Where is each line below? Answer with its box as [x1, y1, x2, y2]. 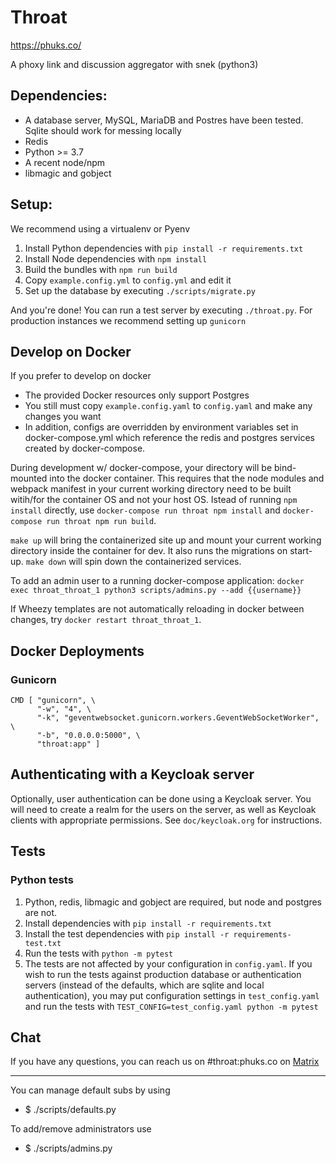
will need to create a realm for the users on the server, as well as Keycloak [10, 803, 317, 815]
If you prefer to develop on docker [10, 370, 152, 382]
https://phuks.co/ [10, 39, 82, 51]
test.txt [24, 938, 62, 948]
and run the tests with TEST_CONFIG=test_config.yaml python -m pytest [24, 1000, 319, 1012]
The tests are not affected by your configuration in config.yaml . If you [24, 957, 313, 970]
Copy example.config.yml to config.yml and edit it [24, 274, 232, 286]
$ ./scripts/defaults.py [24, 1104, 117, 1116]
